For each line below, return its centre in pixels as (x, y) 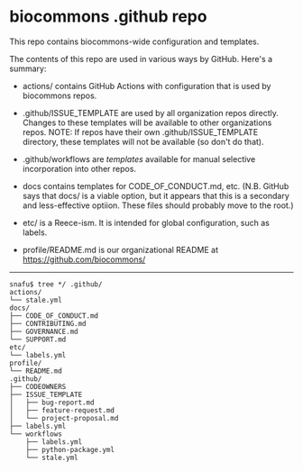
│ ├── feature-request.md (62, 410)
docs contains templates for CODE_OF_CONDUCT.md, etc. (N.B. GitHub (156, 186)
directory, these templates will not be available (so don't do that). (143, 141)
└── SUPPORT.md (38, 340)
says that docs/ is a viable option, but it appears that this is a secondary (156, 195)
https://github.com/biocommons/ (84, 259)
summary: (28, 68)
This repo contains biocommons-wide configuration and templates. (134, 41)
